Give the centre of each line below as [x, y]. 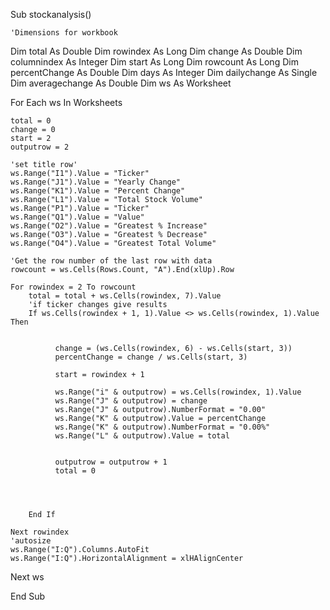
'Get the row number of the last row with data [111, 261]
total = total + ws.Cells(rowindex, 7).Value [125, 296]
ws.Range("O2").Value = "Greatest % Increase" [109, 226]
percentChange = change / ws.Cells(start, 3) [151, 357]
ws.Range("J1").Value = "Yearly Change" [96, 182]
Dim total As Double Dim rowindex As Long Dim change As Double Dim [156, 51]
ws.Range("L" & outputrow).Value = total [142, 436]
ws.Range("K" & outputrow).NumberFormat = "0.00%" [162, 427]
